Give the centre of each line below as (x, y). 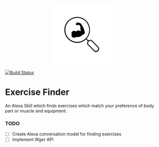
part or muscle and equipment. (36, 110)
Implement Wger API (33, 140)
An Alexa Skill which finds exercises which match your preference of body (80, 106)
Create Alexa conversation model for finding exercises (67, 134)
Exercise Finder (37, 92)
